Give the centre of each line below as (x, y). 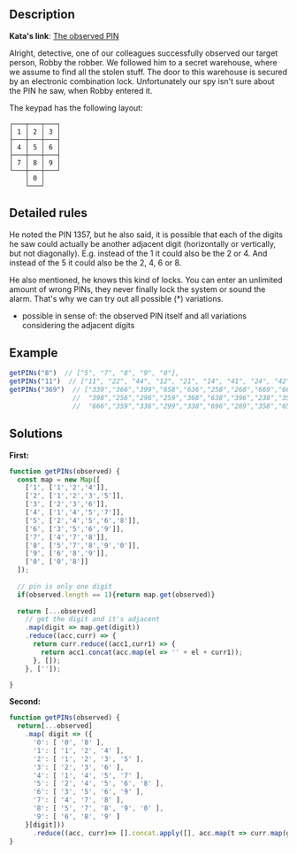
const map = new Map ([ (59, 480)
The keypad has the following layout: (76, 108)
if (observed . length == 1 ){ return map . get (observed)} (116, 595)
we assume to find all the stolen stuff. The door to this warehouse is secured (148, 72)
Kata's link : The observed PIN (64, 35)
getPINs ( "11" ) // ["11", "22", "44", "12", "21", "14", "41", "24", (140, 381)
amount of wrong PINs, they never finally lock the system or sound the (137, 289)
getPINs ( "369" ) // (45, 390)
